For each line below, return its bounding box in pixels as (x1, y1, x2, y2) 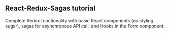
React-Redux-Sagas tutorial (5, 4, 95, 13)
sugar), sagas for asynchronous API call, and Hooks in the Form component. (5, 23, 165, 29)
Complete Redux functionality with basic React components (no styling (5, 17, 154, 23)
